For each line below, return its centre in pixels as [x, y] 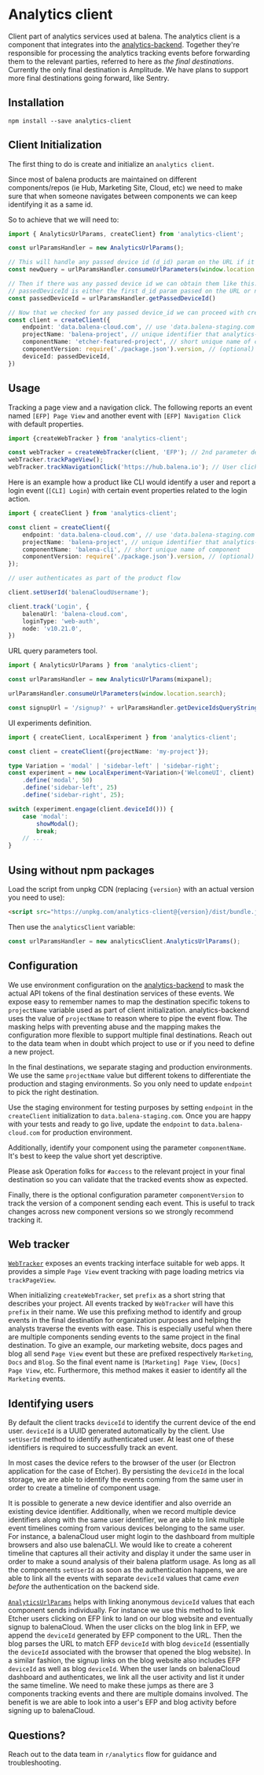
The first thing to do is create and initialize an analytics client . [111, 164]
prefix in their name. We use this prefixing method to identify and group [125, 1312]
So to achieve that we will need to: [64, 219]
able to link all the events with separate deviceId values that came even [124, 1578]
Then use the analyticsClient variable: [72, 926]
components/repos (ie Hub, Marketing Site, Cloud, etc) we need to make [125, 187]
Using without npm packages [81, 870]
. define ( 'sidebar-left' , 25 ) [70, 788]
